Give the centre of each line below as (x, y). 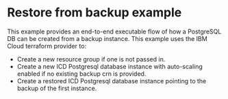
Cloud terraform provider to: (47, 46)
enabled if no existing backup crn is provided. (81, 74)
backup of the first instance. (57, 88)
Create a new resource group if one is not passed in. (91, 59)
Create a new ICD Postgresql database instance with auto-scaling (110, 66)
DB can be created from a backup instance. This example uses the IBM (107, 38)
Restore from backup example (94, 13)
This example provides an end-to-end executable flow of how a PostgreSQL (114, 31)
